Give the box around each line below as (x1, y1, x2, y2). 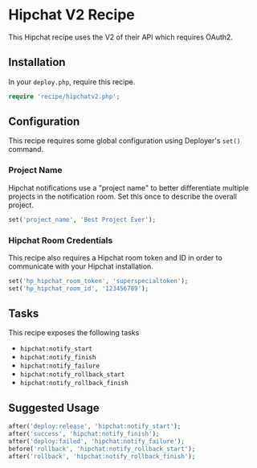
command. (8, 145, 44, 154)
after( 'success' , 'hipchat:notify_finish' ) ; (8, 430, 160, 438)
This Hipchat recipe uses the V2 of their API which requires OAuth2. (8, 32, 233, 42)
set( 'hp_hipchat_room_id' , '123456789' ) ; (8, 284, 149, 293)
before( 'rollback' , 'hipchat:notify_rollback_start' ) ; (8, 445, 196, 453)
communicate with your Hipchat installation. (8, 261, 154, 271)
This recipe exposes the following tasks (8, 328, 140, 338)
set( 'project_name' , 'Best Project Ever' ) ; (8, 216, 157, 224)
